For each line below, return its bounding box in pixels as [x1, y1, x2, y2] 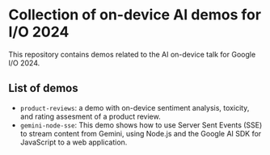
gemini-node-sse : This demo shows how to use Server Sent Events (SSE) [19, 119, 263, 130]
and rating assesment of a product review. [19, 111, 161, 121]
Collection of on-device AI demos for [8, 6, 261, 24]
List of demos [8, 82, 78, 95]
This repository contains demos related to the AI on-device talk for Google [8, 49, 256, 59]
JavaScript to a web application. [19, 137, 128, 147]
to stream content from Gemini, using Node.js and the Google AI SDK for [19, 128, 262, 138]
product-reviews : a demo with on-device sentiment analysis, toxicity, [19, 103, 250, 112]
